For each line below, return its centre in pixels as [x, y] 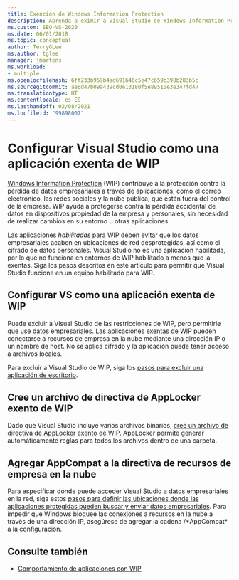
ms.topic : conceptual [39, 41]
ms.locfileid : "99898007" [46, 113]
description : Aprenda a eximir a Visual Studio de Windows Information [116, 21]
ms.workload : [27, 67]
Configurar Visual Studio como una [113, 148]
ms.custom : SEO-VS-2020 [43, 27]
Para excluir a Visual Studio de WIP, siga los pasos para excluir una [106, 367]
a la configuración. [35, 529]
